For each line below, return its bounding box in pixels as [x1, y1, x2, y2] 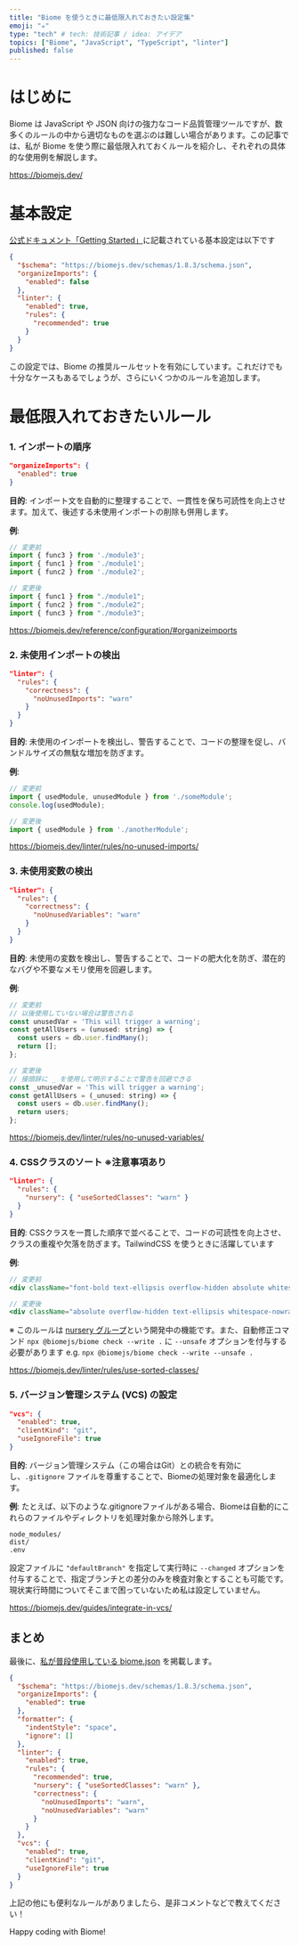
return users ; [17, 1108, 69, 1117]
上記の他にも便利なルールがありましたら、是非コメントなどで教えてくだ [9, 1898, 274, 1909]
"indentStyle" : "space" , [25, 1722, 117, 1732]
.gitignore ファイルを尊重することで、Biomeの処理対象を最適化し [25, 1470, 269, 1481]
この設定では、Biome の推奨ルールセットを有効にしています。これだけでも [9, 361, 283, 371]
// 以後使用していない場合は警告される [9, 1008, 134, 1018]
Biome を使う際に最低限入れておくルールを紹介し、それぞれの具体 [42, 141, 287, 151]
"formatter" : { [17, 1715, 74, 1724]
